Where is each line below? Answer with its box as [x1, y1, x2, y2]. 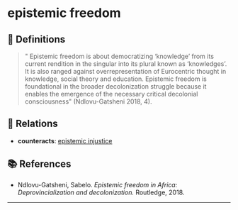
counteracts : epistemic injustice [17, 136, 113, 145]
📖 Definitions [7, 33, 66, 45]
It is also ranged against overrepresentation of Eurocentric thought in [24, 67, 227, 75]
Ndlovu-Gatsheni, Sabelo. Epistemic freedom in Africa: [17, 180, 178, 189]
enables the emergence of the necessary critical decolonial [24, 90, 198, 98]
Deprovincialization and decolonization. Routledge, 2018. [17, 188, 185, 197]
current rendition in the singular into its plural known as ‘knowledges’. [24, 60, 227, 68]
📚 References [7, 158, 72, 170]
